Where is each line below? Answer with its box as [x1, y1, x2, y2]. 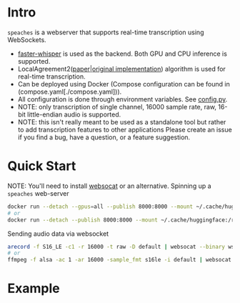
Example [7, 280, 60, 297]
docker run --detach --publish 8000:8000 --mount [7, 216, 159, 224]
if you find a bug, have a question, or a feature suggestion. [17, 133, 191, 141]
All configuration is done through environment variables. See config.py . [17, 94, 228, 104]
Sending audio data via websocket [7, 229, 109, 238]
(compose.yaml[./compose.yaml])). [17, 87, 122, 96]
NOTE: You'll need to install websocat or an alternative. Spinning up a [7, 182, 212, 190]
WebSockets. [7, 35, 46, 44]
